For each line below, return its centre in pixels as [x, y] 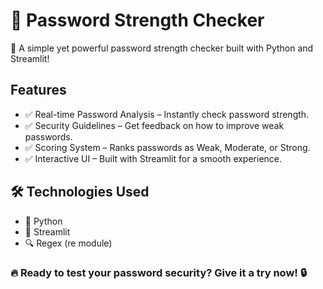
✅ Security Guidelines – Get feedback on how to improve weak [154, 125]
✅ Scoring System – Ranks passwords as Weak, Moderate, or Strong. [167, 147]
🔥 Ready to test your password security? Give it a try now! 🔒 [159, 273]
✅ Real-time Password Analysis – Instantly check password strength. [167, 114]
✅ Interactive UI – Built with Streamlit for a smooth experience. [153, 158]
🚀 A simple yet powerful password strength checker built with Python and [162, 48]
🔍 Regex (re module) [68, 243]
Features [38, 90]
